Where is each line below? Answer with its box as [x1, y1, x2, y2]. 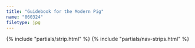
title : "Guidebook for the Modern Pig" [6, 8, 104, 15]
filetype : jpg [6, 19, 41, 25]
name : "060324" [6, 14, 44, 20]
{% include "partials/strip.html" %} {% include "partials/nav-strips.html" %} [6, 36, 190, 43]
